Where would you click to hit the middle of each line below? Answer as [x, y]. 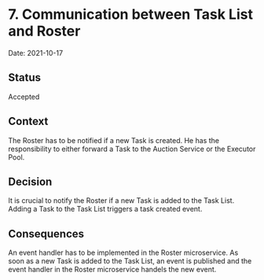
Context [28, 122]
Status [25, 77]
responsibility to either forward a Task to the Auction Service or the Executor [132, 149]
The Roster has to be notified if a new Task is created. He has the [114, 140]
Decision [30, 181]
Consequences [46, 234]
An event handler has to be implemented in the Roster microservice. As [123, 252]
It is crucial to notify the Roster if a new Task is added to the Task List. [121, 201]
